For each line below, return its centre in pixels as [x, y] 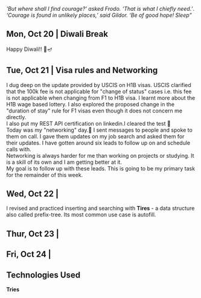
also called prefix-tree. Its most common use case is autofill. [81, 215]
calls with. [19, 149]
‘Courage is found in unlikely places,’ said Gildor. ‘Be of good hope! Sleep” [99, 15]
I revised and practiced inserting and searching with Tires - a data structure [101, 209]
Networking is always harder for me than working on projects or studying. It [100, 155]
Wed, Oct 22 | [33, 194]
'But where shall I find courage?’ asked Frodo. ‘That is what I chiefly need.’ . [101, 9]
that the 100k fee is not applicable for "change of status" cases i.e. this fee [99, 91]
